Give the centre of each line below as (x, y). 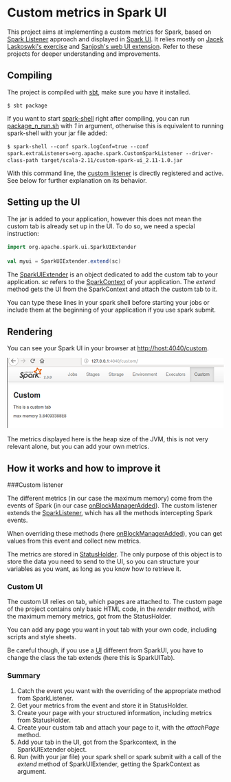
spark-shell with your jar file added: (57, 133)
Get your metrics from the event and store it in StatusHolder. (102, 705)
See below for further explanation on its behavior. (77, 180)
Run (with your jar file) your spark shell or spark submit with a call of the (119, 756)
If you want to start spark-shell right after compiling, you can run (99, 118)
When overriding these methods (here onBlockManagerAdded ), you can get (114, 533)
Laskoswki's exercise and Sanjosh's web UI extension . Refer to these (105, 46)
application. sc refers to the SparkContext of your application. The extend (111, 282)
